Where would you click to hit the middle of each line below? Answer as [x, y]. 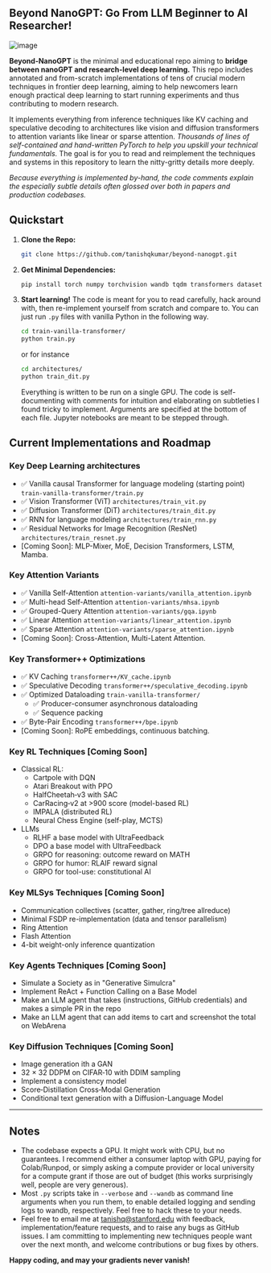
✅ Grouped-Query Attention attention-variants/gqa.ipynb [118, 610]
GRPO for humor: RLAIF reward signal [95, 863]
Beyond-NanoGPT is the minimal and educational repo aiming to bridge [129, 60]
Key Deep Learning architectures [75, 466]
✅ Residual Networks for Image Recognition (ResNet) [109, 528]
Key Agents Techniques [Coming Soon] [88, 965]
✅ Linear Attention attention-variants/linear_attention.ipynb [126, 620]
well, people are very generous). [74, 1185]
